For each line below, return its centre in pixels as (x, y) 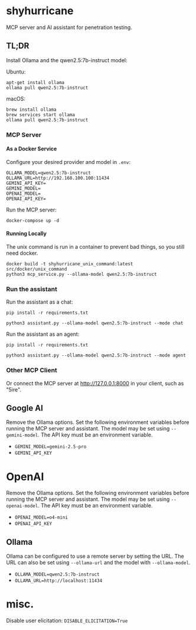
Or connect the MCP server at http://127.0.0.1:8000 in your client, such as (95, 383)
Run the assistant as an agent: (43, 334)
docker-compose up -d (33, 220)
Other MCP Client (32, 370)
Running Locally (27, 234)
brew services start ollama (41, 115)
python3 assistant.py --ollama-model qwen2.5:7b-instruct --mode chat (95, 323)
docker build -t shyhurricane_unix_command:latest (70, 264)
